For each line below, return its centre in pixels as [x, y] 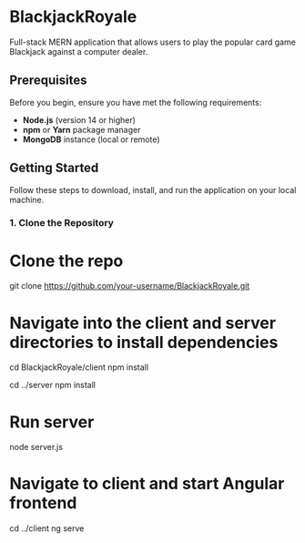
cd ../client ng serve [47, 528]
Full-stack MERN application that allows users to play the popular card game [152, 42]
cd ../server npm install [53, 385]
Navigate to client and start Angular [147, 484]
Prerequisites [48, 81]
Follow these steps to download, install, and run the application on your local [153, 190]
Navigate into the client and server [142, 323]
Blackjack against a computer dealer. [79, 51]
